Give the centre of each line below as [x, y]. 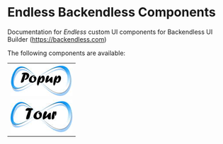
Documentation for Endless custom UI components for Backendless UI [110, 32]
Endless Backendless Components [111, 12]
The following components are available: [67, 53]
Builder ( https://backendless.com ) [57, 39]
